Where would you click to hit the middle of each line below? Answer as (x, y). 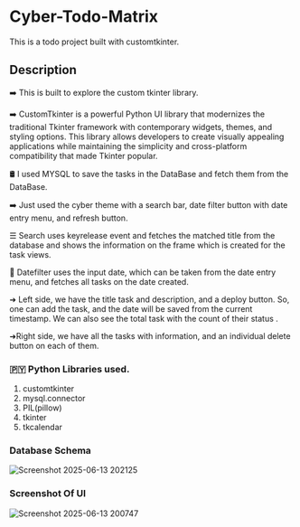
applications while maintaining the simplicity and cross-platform (128, 146)
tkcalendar (42, 428)
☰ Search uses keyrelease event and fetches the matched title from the (142, 235)
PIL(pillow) (42, 408)
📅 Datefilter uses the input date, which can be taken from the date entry (143, 272)
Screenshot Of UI (48, 494)
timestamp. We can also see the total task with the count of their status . (144, 318)
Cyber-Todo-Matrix (84, 17)
